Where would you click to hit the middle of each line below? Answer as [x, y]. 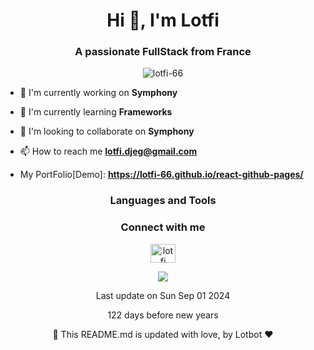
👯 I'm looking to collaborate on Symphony [107, 131]
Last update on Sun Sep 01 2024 [163, 295]
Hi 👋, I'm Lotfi [163, 20]
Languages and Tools [163, 201]
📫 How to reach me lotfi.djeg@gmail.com [108, 151]
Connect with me [163, 227]
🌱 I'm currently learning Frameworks [96, 112]
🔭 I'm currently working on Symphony [98, 93]
